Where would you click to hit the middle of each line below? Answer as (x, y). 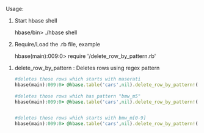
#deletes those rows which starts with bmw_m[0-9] (80, 118)
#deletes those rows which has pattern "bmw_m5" (78, 96)
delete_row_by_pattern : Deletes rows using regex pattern (87, 68)
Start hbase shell (36, 20)
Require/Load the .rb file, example (57, 44)
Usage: (15, 9)
